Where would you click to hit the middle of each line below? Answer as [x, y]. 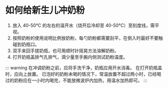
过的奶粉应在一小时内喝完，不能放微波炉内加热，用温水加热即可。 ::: [76, 80]
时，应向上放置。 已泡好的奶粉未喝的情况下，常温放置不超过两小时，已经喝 [83, 74]
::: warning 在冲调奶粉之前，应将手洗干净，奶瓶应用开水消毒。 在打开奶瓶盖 [84, 68]
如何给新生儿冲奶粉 [45, 10]
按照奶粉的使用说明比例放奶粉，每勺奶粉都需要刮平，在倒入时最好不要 [86, 38]
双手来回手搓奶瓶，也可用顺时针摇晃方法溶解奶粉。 [66, 51]
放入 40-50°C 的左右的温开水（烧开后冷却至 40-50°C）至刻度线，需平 [86, 25]
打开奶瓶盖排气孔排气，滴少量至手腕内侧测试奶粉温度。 [70, 57]
